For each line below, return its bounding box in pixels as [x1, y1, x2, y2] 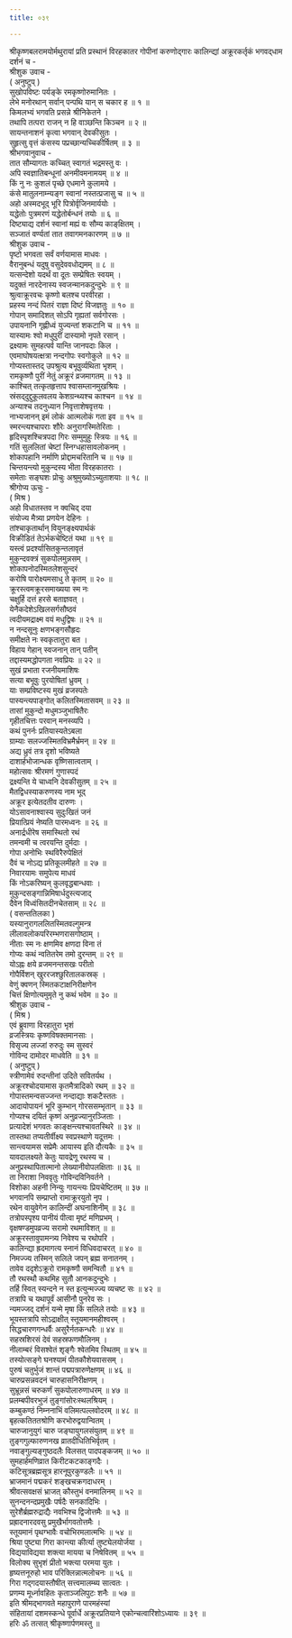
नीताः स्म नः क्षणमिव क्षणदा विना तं [9, 938, 102, 949]
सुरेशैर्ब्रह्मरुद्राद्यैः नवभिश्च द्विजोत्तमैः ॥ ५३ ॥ [9, 1506, 129, 1517]
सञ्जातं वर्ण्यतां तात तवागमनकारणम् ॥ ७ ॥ [9, 228, 130, 239]
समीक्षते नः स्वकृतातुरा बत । [9, 634, 88, 645]
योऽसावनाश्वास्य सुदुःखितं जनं [9, 806, 92, 817]
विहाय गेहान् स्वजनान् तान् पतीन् [9, 644, 98, 654]
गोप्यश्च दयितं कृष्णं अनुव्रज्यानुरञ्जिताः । [9, 1111, 122, 1121]
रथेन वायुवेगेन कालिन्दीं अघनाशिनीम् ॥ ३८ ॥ [9, 1202, 135, 1212]
